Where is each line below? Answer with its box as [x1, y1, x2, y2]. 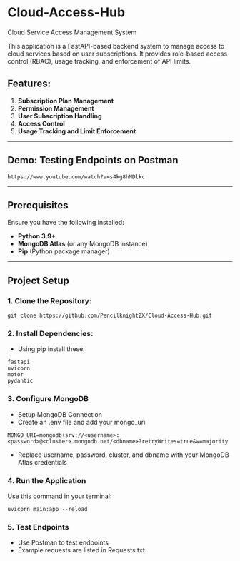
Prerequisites [7, 199, 69, 211]
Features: [7, 78, 51, 90]
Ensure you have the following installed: [7, 218, 125, 227]
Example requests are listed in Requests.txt [17, 546, 145, 555]
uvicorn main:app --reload [7, 505, 88, 512]
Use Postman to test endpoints [17, 538, 109, 547]
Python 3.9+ [17, 232, 56, 241]
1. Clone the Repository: [7, 295, 92, 305]
